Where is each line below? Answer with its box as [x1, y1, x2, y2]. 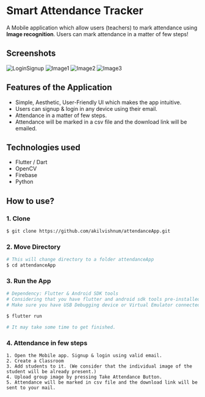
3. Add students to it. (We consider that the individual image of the [6, 363, 192, 369]
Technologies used [6, 142, 81, 153]
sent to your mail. [6, 384, 56, 391]
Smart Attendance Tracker [6, 4, 143, 18]
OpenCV [15, 165, 37, 172]
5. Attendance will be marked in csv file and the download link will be [6, 379, 198, 385]
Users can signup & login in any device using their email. [15, 105, 157, 112]
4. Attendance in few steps [6, 338, 88, 347]
